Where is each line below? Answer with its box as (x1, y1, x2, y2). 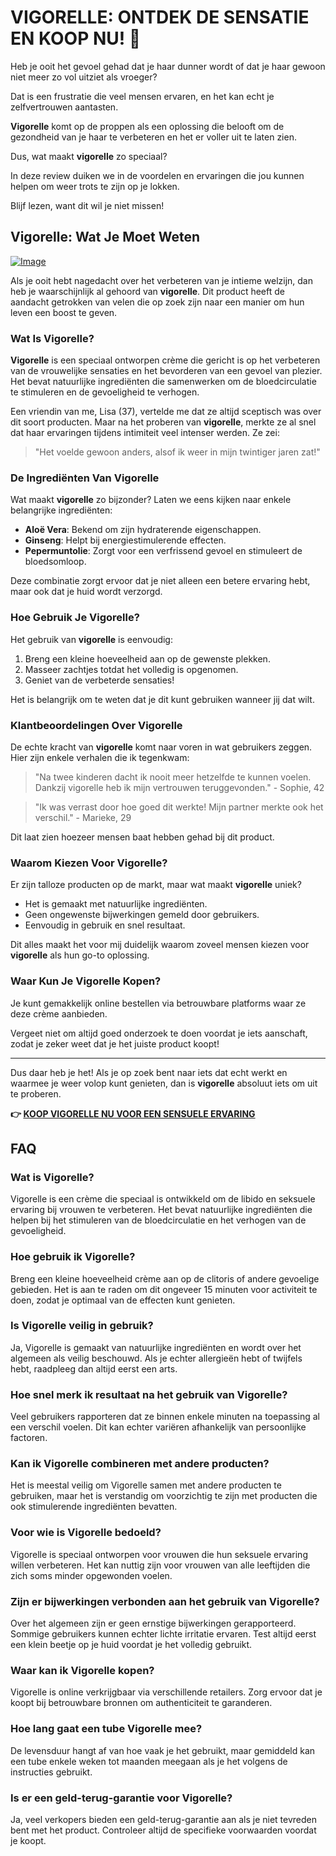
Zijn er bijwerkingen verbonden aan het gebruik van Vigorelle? (10, 1594, 320, 1608)
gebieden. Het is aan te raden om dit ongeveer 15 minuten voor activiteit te (10, 1283, 318, 1295)
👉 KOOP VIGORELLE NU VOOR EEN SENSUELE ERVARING (10, 1107, 256, 1120)
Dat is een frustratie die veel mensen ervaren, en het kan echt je (10, 90, 275, 102)
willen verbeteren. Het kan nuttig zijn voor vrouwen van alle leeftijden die (10, 1559, 311, 1571)
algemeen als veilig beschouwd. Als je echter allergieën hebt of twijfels (10, 1352, 303, 1364)
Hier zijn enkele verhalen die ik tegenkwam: (10, 751, 190, 763)
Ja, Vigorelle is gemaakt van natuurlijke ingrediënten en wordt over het (10, 1341, 302, 1353)
